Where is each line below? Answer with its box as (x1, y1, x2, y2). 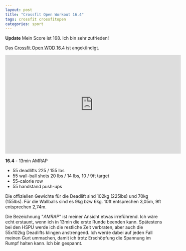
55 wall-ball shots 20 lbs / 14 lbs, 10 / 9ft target (12, 173, 109, 179)
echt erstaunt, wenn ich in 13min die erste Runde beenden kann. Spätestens (5, 219, 162, 225)
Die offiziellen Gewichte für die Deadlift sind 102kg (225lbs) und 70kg (5, 193, 149, 199)
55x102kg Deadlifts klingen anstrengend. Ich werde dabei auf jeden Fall (5, 229, 153, 236)
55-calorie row (12, 178, 44, 184)
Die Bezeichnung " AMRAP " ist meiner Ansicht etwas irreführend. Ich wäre (5, 214, 158, 220)
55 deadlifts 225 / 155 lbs (12, 168, 65, 174)
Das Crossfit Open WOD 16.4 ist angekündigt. (5, 45, 99, 51)
